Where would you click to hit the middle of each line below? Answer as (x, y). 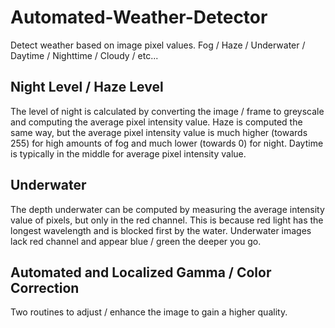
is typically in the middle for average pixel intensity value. (128, 153)
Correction (45, 287)
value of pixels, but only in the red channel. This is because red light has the (167, 220)
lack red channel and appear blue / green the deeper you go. (136, 241)
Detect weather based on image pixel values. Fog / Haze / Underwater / (158, 45)
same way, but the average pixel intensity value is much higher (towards (159, 132)
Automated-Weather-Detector (139, 17)
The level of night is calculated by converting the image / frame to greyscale (167, 111)
